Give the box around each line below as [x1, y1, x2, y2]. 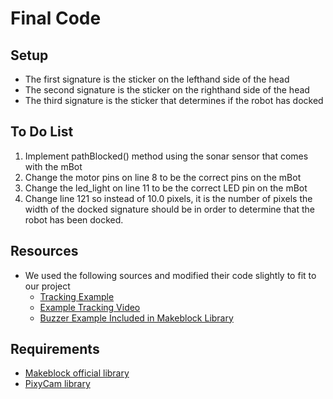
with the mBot [24, 160, 83, 172]
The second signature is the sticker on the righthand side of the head [24, 84, 310, 96]
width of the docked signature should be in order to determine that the [24, 203, 315, 215]
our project [24, 280, 71, 292]
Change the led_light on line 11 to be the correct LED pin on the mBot [24, 182, 308, 194]
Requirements [10, 341, 100, 358]
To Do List [10, 123, 74, 141]
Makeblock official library [24, 367, 130, 379]
